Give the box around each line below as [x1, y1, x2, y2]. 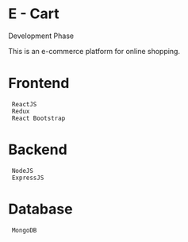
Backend [8, 140, 67, 159]
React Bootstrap [11, 114, 66, 122]
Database [8, 200, 73, 218]
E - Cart [8, 5, 59, 23]
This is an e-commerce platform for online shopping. [8, 46, 181, 56]
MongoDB [11, 226, 37, 234]
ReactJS [11, 100, 37, 108]
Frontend [8, 75, 70, 92]
